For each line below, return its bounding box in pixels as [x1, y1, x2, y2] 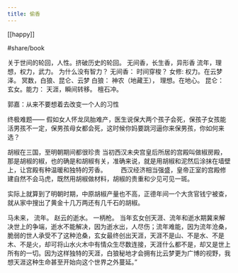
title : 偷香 [7, 10, 40, 18]
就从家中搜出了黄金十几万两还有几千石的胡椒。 [7, 198, 144, 206]
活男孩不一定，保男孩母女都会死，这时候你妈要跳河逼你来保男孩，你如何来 [7, 123, 225, 132]
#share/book [7, 43, 45, 52]
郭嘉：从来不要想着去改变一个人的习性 [7, 100, 119, 108]
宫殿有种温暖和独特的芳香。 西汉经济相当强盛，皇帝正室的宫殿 [25, 165, 220, 174]
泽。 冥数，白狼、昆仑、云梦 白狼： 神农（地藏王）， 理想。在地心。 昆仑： [7, 76, 225, 84]
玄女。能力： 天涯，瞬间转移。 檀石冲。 [7, 84, 123, 93]
